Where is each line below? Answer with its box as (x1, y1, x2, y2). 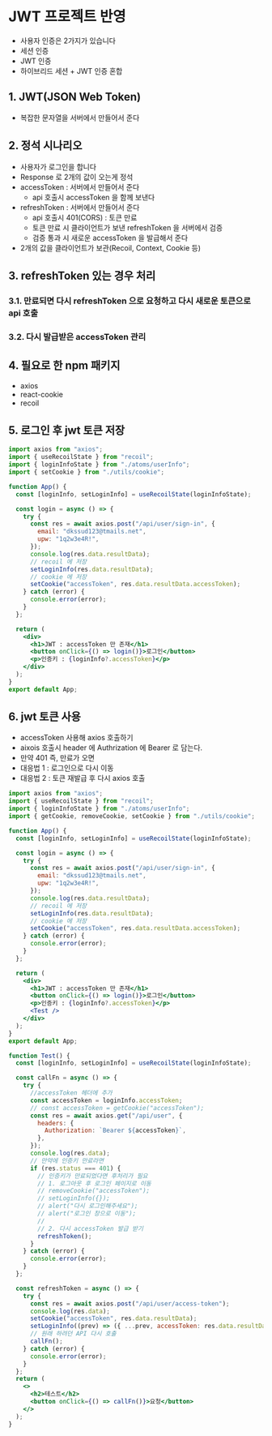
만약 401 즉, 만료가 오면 (19, 753, 96, 763)
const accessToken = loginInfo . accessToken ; (29, 1096, 183, 1104)
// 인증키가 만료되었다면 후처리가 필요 (37, 1172, 148, 1180)
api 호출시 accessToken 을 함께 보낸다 (32, 192, 155, 202)
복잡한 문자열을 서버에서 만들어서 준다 (19, 113, 140, 122)
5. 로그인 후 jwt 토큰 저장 (8, 423, 125, 437)
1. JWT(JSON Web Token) (8, 90, 142, 104)
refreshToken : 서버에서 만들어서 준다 (19, 202, 140, 212)
